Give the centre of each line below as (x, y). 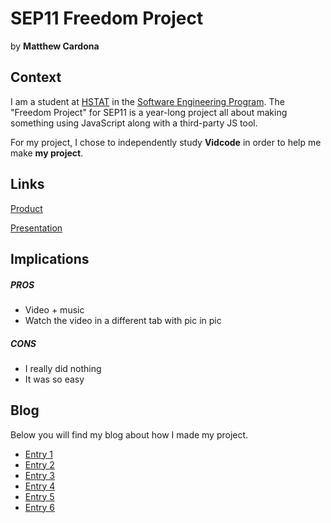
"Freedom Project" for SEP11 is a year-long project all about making (149, 112)
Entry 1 (39, 454)
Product (26, 208)
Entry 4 (40, 486)
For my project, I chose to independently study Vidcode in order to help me (166, 142)
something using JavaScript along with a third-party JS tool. (134, 123)
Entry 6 (40, 507)
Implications (50, 258)
